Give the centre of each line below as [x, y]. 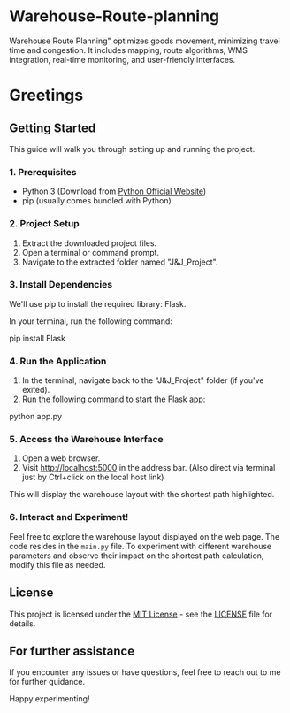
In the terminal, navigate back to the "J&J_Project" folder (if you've [143, 380]
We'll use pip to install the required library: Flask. [98, 303]
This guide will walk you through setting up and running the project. [132, 149]
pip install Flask [38, 338]
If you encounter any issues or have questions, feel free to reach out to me [145, 672]
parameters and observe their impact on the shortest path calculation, [137, 556]
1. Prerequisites [43, 172]
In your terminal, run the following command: [91, 321]
